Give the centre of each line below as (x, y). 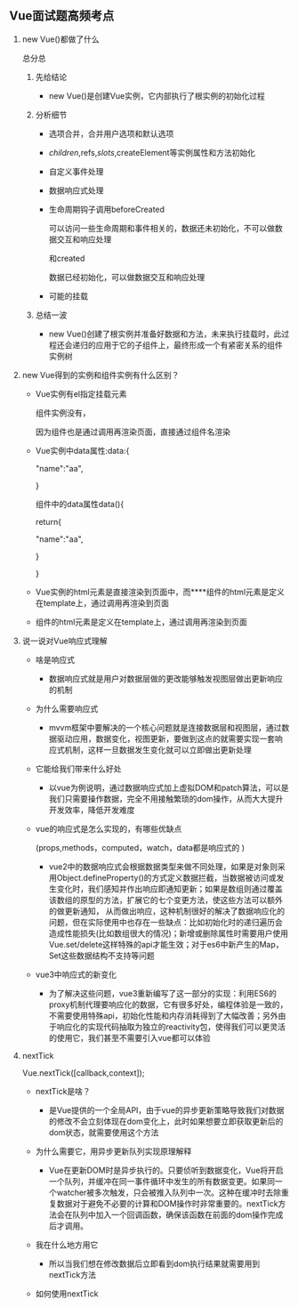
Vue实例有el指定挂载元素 (81, 393)
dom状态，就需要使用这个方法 (104, 1132)
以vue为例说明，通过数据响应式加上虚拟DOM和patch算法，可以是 (169, 787)
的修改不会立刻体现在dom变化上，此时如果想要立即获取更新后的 (166, 1121)
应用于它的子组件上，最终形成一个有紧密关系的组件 (189, 344)
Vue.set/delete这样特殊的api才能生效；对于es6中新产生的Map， (166, 944)
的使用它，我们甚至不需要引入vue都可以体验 (129, 1037)
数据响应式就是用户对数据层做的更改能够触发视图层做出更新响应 (165, 678)
